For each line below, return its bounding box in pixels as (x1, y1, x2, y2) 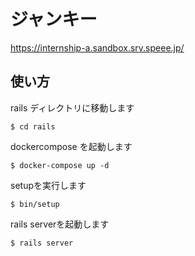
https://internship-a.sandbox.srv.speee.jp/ (10, 41, 185, 54)
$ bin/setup (10, 199, 60, 209)
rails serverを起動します (10, 218, 110, 230)
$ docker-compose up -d (10, 160, 110, 170)
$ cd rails (10, 121, 56, 132)
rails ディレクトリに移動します (10, 101, 135, 114)
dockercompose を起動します (10, 140, 133, 152)
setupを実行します (10, 179, 87, 191)
